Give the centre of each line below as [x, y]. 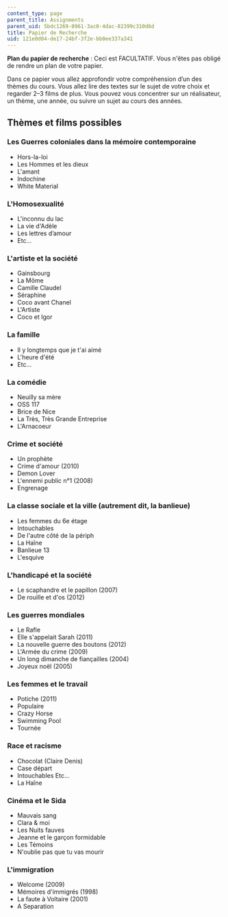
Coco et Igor [35, 317]
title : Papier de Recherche [47, 33]
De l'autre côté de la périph [55, 535]
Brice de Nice [36, 412]
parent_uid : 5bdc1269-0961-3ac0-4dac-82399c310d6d [81, 26]
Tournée [29, 728]
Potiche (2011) [37, 699]
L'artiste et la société [42, 259]
